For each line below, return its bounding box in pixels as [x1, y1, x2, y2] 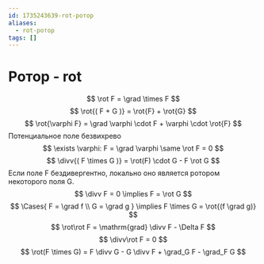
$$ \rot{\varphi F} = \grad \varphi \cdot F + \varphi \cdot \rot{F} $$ [24, 119, 243, 128]
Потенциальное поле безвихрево [8, 132, 121, 141]
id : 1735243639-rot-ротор [8, 11, 94, 20]
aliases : [8, 19, 37, 27]
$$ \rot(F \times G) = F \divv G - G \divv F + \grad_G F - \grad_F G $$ [20, 247, 247, 257]
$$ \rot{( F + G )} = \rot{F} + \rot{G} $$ [70, 106, 197, 116]
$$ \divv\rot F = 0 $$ [98, 235, 168, 244]
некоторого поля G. [8, 177, 75, 186]
